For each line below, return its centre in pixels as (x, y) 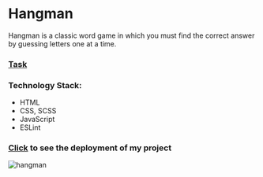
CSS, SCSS (38, 111)
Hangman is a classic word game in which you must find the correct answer (131, 35)
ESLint (30, 127)
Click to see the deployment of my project (90, 148)
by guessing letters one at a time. (62, 43)
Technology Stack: (45, 85)
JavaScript (37, 120)
